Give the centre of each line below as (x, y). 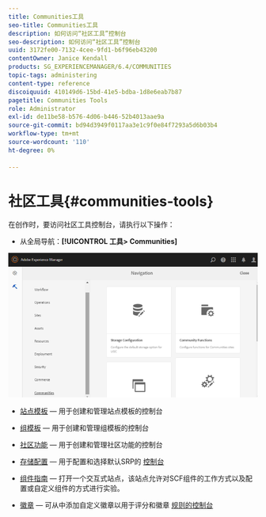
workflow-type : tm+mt (44, 134)
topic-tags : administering (53, 75)
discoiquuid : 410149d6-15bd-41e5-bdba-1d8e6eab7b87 (95, 92)
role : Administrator (42, 108)
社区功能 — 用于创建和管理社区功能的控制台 (91, 444)
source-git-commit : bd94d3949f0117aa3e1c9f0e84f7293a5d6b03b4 (113, 125)
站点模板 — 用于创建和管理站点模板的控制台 (91, 411)
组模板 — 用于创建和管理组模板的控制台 (84, 428)
